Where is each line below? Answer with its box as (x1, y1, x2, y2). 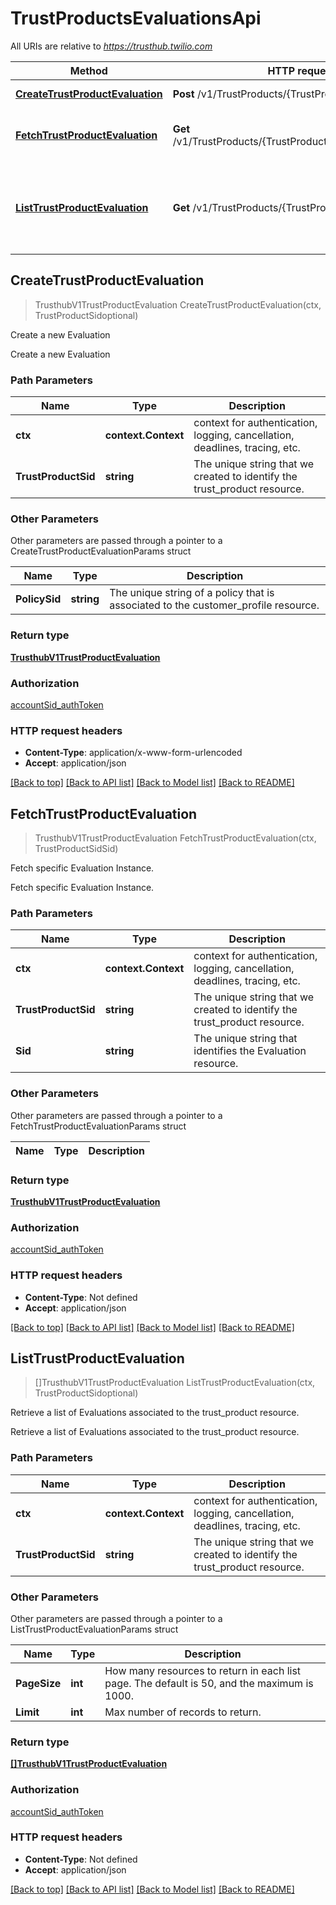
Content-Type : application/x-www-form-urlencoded (24, 747, 243, 759)
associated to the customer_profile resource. (109, 598, 320, 612)
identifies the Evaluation (193, 1044, 307, 1058)
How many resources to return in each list (104, 1663, 302, 1677)
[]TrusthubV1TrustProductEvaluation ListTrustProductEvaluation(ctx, (34, 1377, 316, 1389)
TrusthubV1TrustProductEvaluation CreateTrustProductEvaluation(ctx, (34, 298, 322, 311)
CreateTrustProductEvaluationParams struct (10, 545, 192, 557)
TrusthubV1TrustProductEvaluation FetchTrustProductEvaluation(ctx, (34, 832, 317, 844)
